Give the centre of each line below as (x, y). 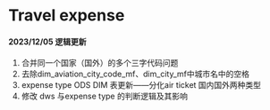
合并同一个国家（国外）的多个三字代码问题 (100, 63)
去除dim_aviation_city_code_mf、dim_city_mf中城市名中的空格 (135, 74)
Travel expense (67, 16)
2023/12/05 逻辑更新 (47, 42)
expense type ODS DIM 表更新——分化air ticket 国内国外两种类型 (141, 85)
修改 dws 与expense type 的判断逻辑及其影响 (105, 96)
